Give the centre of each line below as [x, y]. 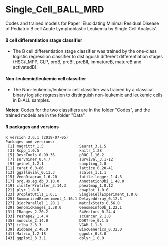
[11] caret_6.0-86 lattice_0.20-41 [59, 168]
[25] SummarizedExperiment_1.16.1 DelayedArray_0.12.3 [64, 199]
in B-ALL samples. [31, 100]
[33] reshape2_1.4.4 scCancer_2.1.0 [58, 216]
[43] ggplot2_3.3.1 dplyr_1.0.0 [55, 238]
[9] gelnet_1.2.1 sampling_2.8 [57, 164]
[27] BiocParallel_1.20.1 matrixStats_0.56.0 [63, 203]
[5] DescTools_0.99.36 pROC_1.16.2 [56, 155]
